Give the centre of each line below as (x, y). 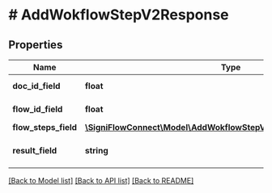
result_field (35, 151)
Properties (36, 45)
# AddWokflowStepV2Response (119, 15)
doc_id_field (36, 86)
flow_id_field (38, 109)
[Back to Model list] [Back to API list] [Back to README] (101, 180)
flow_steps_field (45, 127)
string (96, 151)
